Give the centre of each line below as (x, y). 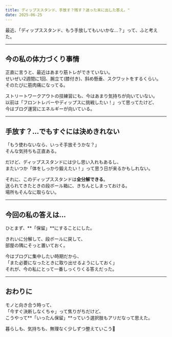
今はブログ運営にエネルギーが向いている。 (50, 109)
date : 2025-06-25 (24, 15)
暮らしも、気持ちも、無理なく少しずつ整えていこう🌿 (60, 328)
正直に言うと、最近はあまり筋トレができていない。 (59, 72)
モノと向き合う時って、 (30, 305)
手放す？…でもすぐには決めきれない (63, 131)
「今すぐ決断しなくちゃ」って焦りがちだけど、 (55, 311)
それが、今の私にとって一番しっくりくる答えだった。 (61, 269)
